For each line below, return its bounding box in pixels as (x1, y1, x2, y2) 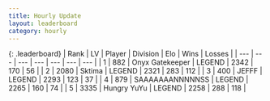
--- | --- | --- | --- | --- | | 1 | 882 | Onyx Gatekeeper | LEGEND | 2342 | (17, 57, 254, 67)
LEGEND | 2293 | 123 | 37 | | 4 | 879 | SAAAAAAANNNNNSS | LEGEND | (8, 74, 249, 85)
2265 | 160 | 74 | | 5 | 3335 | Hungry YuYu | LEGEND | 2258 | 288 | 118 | (8, 83, 246, 93)
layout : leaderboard (8, 19, 79, 27)
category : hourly (8, 27, 67, 35)
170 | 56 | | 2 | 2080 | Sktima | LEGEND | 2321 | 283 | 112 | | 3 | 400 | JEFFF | (8, 66, 263, 76)
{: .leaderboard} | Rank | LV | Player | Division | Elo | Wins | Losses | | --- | (8, 49, 254, 59)
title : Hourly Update (8, 11, 82, 20)
